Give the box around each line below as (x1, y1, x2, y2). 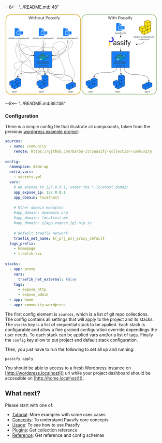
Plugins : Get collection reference (12, 427, 77, 433)
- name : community (9, 144, 47, 148)
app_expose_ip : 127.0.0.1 (14, 190, 66, 195)
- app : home (9, 297, 34, 302)
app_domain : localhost (14, 195, 59, 200)
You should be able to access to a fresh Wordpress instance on (5, 365, 132, 371)
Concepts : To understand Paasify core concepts (12, 417, 109, 423)
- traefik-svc (14, 251, 42, 256)
